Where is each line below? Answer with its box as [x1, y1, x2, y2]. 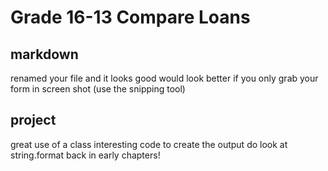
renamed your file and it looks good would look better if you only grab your [10, 72, 319, 84]
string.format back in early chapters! [10, 149, 161, 161]
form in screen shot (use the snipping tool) [10, 83, 186, 95]
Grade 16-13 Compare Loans [10, 6, 251, 29]
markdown [10, 46, 79, 63]
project [10, 112, 57, 129]
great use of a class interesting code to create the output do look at [10, 138, 288, 150]
